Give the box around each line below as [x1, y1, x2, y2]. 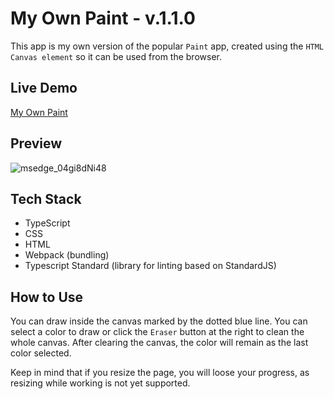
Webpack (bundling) [24, 249, 110, 261]
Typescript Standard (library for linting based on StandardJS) [24, 260, 277, 272]
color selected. [10, 347, 72, 359]
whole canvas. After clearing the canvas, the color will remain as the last [10, 337, 309, 349]
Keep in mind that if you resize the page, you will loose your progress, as [10, 367, 310, 379]
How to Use [10, 288, 84, 306]
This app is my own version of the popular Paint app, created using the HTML [10, 40, 325, 52]
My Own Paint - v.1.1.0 [10, 7, 196, 30]
